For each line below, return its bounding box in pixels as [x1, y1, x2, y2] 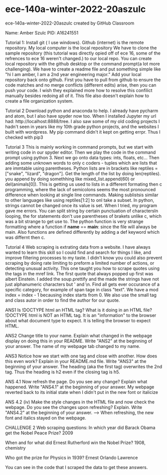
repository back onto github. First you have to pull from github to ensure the [5, 77, 161, 83]
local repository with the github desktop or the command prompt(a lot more [5, 61, 161, 67]
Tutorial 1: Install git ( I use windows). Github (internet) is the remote [5, 39, 144, 46]
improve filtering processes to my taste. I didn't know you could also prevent [5, 254, 163, 261]
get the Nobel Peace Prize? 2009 [5, 429, 73, 436]
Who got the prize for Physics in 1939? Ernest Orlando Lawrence [5, 454, 138, 460]
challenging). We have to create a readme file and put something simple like [5, 66, 161, 72]
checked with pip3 [5, 134, 43, 140]
